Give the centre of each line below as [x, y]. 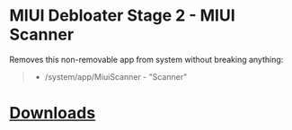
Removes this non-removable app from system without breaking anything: [146, 59]
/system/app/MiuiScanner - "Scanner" [116, 76]
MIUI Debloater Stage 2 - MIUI [122, 16]
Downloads [53, 113]
